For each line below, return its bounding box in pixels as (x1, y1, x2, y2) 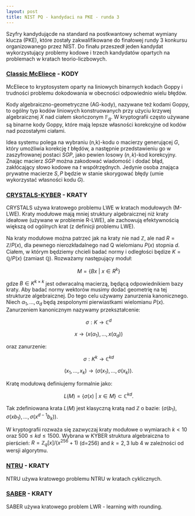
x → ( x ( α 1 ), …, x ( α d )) (74, 330, 123, 339)
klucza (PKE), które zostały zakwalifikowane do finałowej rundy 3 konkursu (6, 36, 188, 43)
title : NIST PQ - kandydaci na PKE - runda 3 (6, 14, 119, 20)
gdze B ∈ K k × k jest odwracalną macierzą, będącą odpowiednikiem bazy (6, 279, 183, 287)
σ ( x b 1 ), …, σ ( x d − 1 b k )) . (6, 412, 58, 421)
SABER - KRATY (6, 490, 53, 498)
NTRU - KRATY (6, 462, 50, 470)
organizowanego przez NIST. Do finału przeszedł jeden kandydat (6, 42, 163, 50)
